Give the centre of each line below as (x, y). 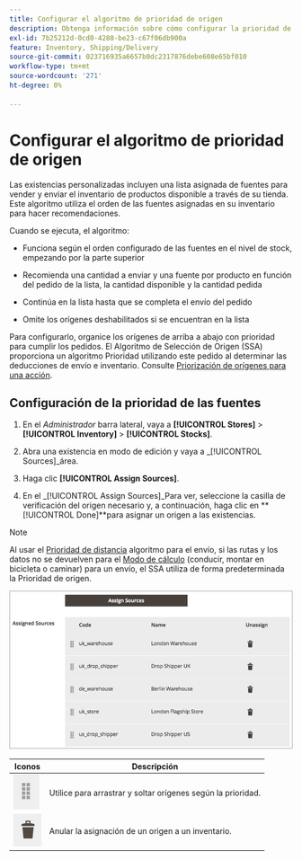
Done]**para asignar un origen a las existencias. (166, 515)
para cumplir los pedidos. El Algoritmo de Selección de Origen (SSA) (136, 346)
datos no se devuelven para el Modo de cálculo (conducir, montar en (137, 559)
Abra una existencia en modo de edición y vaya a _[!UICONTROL (142, 452)
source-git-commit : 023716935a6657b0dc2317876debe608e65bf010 (128, 57)
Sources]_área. (50, 461)
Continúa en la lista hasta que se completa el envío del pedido (137, 302)
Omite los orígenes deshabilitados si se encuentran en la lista (136, 319)
